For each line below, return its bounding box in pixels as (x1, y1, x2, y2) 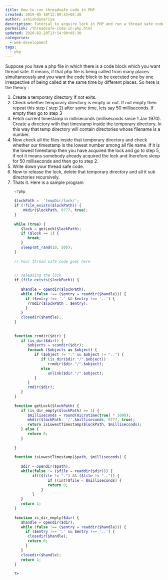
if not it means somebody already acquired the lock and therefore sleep (12, 152, 160, 158)
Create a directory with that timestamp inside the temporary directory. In (12, 121, 161, 127)
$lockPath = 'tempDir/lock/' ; (14, 199, 79, 204)
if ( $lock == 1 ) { (20, 231, 59, 236)
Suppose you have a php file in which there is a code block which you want (5, 63, 160, 69)
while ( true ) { (14, 222, 46, 227)
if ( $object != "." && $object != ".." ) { (34, 352, 124, 357)
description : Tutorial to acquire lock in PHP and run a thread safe (5, 21, 153, 27)
